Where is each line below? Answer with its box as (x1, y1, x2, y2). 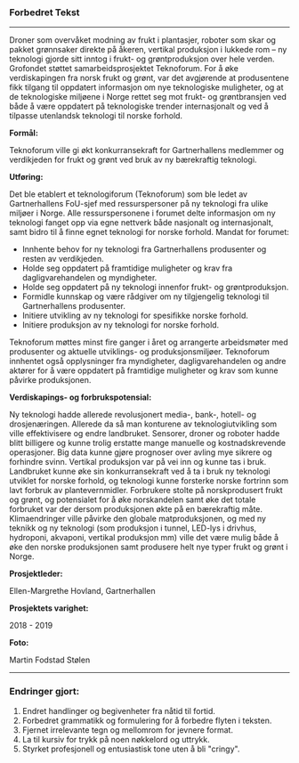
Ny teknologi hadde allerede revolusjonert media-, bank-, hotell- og (9, 410, 256, 420)
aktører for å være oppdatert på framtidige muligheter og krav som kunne (9, 365, 279, 376)
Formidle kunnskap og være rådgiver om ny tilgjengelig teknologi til (21, 291, 270, 302)
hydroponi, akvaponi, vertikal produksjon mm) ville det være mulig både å (9, 532, 279, 543)
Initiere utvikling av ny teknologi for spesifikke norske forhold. (21, 310, 249, 321)
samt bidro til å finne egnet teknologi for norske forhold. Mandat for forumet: (9, 227, 289, 238)
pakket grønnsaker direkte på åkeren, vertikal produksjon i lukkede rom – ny (9, 45, 287, 55)
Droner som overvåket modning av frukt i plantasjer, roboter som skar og (9, 35, 276, 45)
